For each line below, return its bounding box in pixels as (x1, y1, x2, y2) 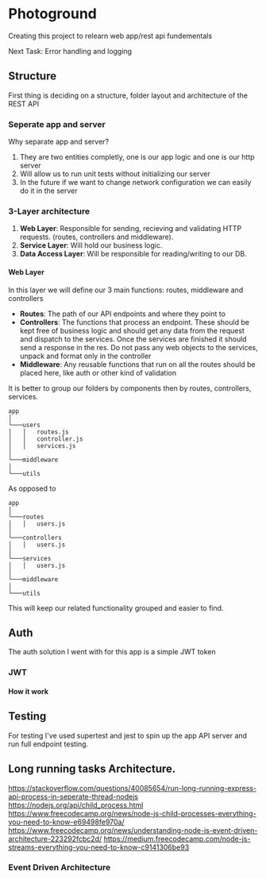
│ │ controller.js (8, 434, 83, 443)
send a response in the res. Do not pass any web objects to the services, (19, 342, 258, 352)
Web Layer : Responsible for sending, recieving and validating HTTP (19, 224, 242, 233)
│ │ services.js (8, 441, 77, 449)
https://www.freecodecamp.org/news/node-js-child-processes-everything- (8, 808, 256, 818)
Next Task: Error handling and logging (8, 46, 133, 56)
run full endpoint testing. (8, 739, 89, 749)
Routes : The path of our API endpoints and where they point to (19, 309, 226, 318)
